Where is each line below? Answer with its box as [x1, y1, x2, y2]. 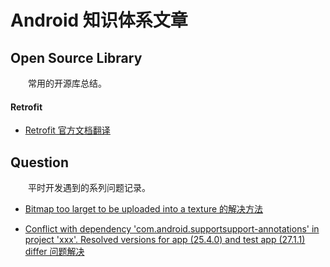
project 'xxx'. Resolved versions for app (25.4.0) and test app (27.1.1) [24, 234, 306, 246]
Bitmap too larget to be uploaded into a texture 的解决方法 [24, 203, 264, 215]
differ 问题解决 [24, 246, 85, 258]
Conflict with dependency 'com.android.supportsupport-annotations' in [24, 223, 320, 235]
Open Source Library [10, 49, 143, 66]
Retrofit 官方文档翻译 [24, 124, 111, 136]
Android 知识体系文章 [10, 9, 188, 32]
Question [10, 154, 69, 171]
